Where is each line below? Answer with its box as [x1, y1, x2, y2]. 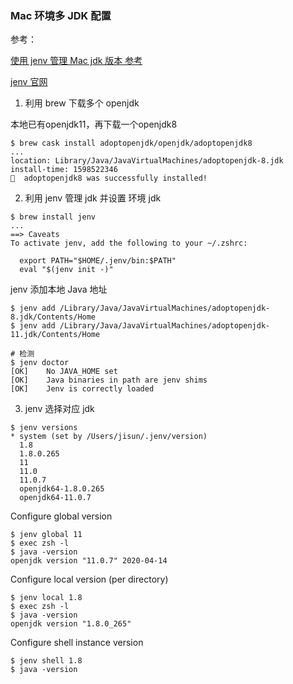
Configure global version [10, 510, 113, 522]
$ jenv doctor [10, 358, 70, 368]
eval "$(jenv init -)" [19, 265, 114, 275]
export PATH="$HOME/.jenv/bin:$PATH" [19, 256, 177, 266]
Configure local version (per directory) [10, 573, 169, 586]
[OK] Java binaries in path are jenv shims [10, 375, 208, 386]
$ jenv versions [10, 423, 78, 433]
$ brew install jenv [10, 212, 97, 222]
